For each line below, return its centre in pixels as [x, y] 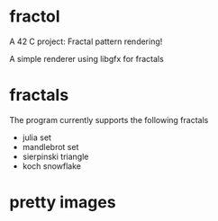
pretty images [63, 203]
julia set [37, 137]
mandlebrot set [50, 146]
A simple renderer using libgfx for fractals [86, 58]
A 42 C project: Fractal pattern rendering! [86, 41]
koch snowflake [51, 166]
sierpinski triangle [55, 156]
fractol [35, 17]
